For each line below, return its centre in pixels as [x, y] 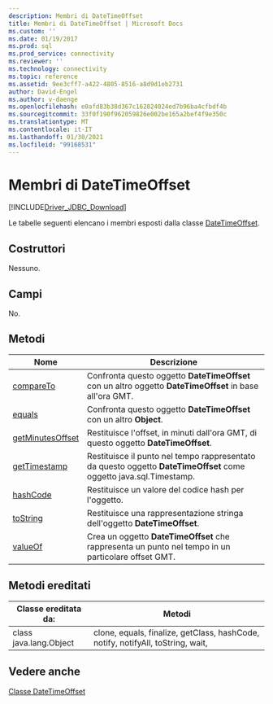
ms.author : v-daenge [43, 99]
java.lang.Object [43, 642]
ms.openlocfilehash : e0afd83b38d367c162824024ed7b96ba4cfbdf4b [118, 107]
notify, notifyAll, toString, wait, [150, 642]
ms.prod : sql [30, 46]
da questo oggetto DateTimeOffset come [166, 466]
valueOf [28, 546]
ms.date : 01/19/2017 [43, 39]
